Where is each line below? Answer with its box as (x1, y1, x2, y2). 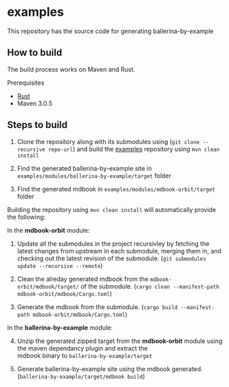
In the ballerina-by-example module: (7, 323, 113, 331)
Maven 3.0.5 (17, 99, 53, 107)
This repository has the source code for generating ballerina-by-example (7, 27, 214, 35)
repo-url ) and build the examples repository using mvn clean (47, 145, 220, 153)
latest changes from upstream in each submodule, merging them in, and (17, 247, 222, 255)
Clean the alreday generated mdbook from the (17, 275, 149, 283)
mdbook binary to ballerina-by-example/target (17, 351, 153, 359)
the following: (7, 213, 46, 221)
